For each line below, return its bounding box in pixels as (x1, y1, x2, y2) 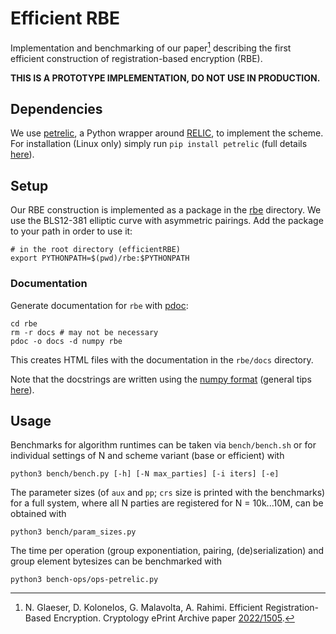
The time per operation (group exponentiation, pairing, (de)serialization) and (10, 545, 325, 557)
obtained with (10, 508, 67, 520)
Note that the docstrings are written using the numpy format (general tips (10, 373, 312, 385)
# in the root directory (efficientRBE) (10, 245, 182, 255)
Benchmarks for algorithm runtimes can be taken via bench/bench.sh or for (10, 439, 317, 451)
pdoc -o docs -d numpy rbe (10, 336, 123, 346)
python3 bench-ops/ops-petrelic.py (10, 575, 159, 585)
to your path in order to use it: (10, 225, 133, 237)
